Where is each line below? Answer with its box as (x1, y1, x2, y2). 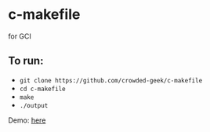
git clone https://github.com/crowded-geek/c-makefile (19, 76, 203, 84)
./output (19, 101, 49, 109)
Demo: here (8, 115, 46, 125)
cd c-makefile (19, 85, 66, 93)
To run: (8, 54, 44, 68)
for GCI (8, 31, 31, 41)
